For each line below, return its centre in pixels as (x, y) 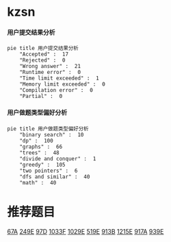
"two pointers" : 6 (49, 171)
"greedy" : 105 (43, 165)
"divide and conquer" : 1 (58, 158)
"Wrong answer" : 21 (50, 66)
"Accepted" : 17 (44, 55)
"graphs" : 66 (41, 147)
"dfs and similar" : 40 (55, 177)
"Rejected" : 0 (43, 60)
